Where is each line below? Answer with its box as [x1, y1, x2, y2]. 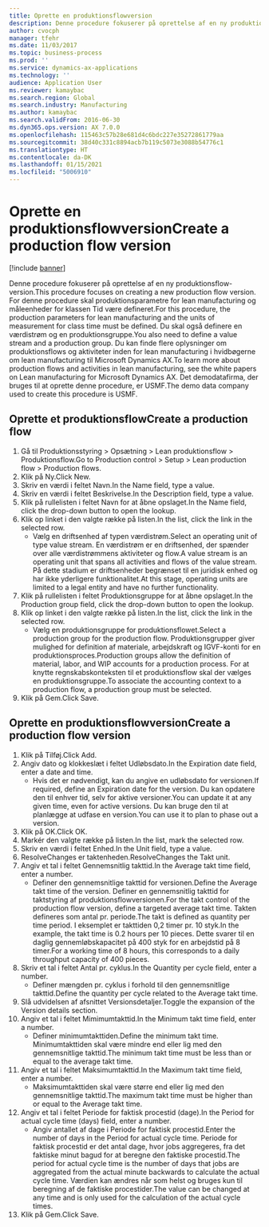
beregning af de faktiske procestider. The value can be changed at [32, 1184, 250, 1193]
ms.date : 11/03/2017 [9, 42, 78, 50]
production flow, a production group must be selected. [32, 684, 212, 694]
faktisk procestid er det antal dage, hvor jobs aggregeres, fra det [32, 1141, 246, 1151]
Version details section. [20, 1005, 98, 1015]
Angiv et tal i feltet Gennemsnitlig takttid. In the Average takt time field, [20, 860, 251, 870]
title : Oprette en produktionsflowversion [9, 11, 152, 20]
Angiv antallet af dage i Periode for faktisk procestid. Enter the [32, 1124, 236, 1134]
